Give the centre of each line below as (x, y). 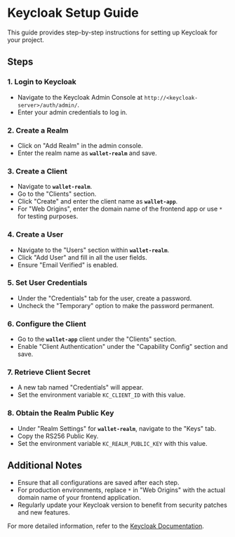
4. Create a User (35, 234)
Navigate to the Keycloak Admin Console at (80, 97)
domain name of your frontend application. (79, 497)
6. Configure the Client (47, 324)
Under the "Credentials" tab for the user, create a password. (105, 298)
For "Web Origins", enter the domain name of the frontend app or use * (120, 209)
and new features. (43, 512)
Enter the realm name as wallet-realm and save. (87, 153)
